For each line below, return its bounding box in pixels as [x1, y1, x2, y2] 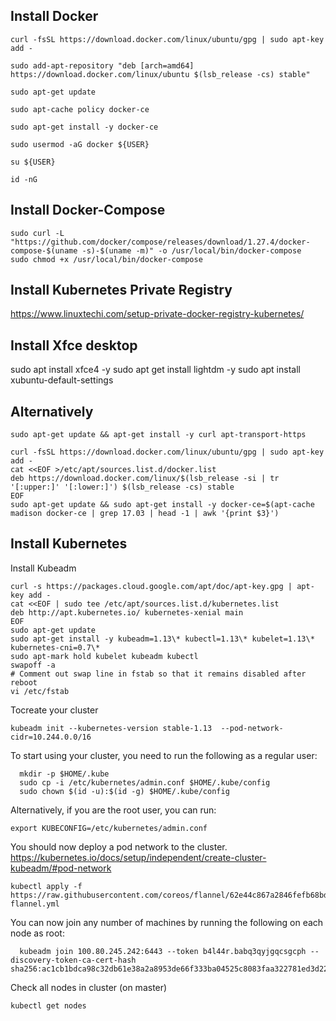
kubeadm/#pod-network [10, 862, 112, 874]
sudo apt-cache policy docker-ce [10, 104, 150, 114]
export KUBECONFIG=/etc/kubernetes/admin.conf [10, 823, 208, 833]
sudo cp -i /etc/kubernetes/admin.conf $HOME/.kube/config [19, 777, 271, 788]
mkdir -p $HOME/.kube [19, 769, 110, 779]
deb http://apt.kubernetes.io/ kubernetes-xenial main [10, 607, 244, 618]
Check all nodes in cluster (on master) [10, 981, 168, 993]
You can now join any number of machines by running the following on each [10, 916, 324, 928]
